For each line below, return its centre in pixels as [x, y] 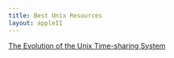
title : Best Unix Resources [56, 15]
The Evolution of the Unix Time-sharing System [87, 45]
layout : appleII [35, 23]
